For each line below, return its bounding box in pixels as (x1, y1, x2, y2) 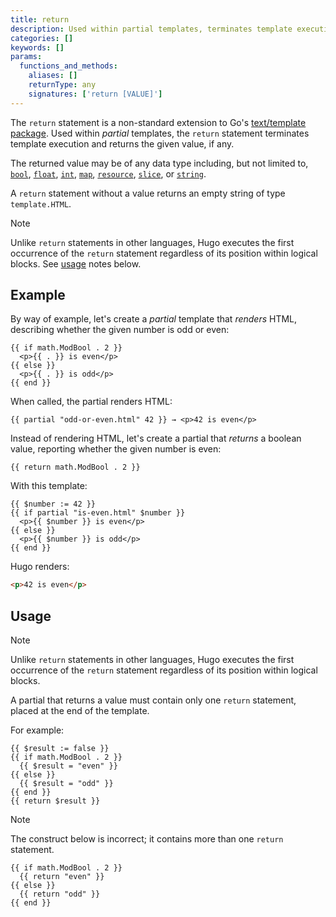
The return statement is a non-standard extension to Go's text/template (10, 116, 307, 128)
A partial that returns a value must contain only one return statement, (10, 694, 297, 706)
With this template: (10, 480, 88, 492)
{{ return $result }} (10, 796, 101, 806)
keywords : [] (10, 42, 65, 53)
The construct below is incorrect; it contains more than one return (10, 833, 284, 845)
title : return (10, 14, 70, 25)
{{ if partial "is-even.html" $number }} (10, 508, 186, 518)
